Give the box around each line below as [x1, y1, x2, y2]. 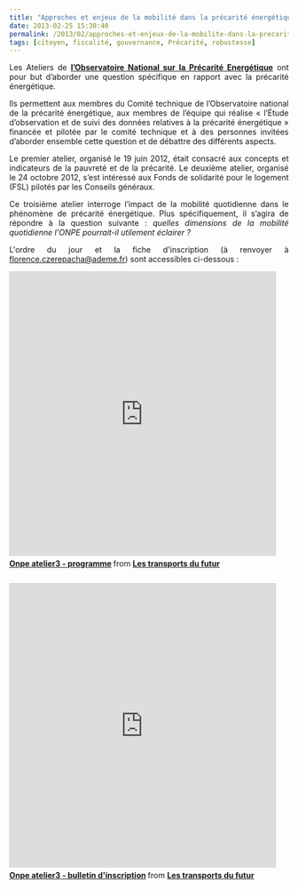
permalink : [9, 29, 50, 38]
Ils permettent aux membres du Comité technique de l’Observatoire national [9, 99, 289, 109]
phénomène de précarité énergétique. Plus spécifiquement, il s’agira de [9, 208, 289, 219]
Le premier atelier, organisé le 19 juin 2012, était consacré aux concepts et [9, 153, 289, 164]
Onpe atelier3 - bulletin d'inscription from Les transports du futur [9, 870, 255, 881]
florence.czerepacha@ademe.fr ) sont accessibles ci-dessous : [9, 254, 239, 265]
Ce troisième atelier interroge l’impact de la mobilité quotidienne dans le [9, 199, 289, 210]
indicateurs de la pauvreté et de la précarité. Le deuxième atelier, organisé [9, 163, 289, 173]
